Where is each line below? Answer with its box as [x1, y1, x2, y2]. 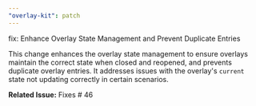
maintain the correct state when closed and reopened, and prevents [8, 57, 232, 67]
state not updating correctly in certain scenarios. [8, 74, 170, 84]
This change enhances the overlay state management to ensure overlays [8, 49, 248, 58]
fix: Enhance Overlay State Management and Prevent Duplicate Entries [8, 33, 241, 43]
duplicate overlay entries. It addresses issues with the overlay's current [8, 65, 245, 76]
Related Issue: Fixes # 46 [8, 89, 94, 100]
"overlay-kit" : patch [8, 11, 81, 20]
